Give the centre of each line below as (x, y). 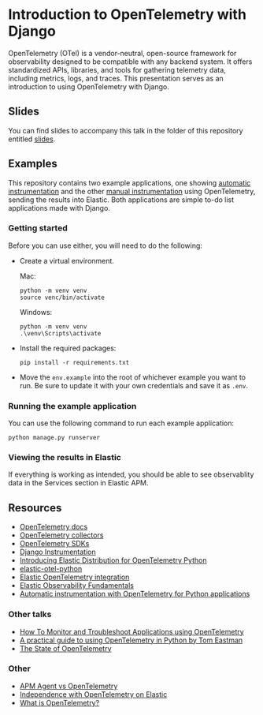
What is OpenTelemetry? (59, 702)
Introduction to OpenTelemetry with (127, 15)
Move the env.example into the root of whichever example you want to (133, 377)
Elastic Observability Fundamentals (76, 586)
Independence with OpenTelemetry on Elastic (93, 694)
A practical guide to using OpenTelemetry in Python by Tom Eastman (131, 640)
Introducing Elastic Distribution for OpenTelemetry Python (113, 560)
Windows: (36, 312)
